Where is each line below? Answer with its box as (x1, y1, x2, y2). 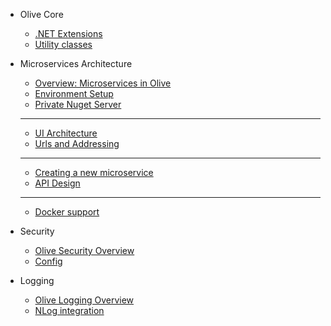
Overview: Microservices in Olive (34, 77, 172, 89)
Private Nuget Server (34, 99, 122, 110)
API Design (34, 177, 81, 189)
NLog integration (34, 305, 105, 316)
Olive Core (19, 9, 64, 20)
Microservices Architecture (19, 58, 133, 69)
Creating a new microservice (34, 167, 154, 178)
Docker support (34, 206, 100, 218)
